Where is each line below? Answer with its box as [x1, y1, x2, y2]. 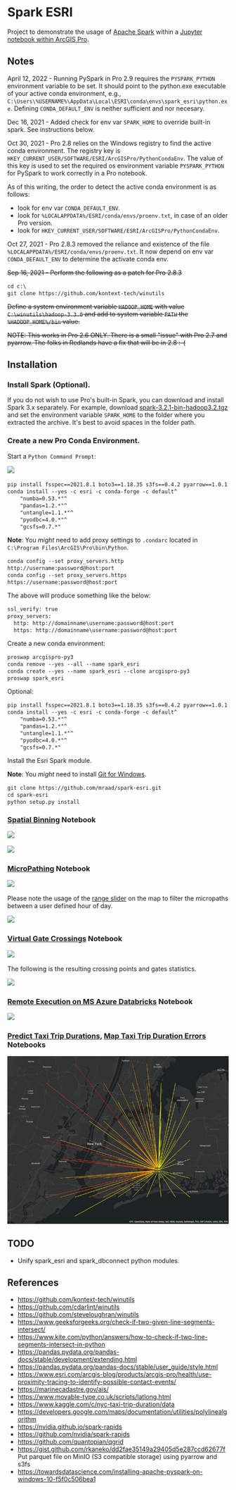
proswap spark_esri [7, 674, 65, 682]
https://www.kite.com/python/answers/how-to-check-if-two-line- [17, 1333, 209, 1341]
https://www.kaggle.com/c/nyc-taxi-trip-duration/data [17, 1400, 175, 1409]
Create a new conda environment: [7, 639, 105, 647]
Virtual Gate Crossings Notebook [7, 934, 123, 944]
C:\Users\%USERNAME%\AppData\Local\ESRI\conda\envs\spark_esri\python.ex [7, 98, 228, 105]
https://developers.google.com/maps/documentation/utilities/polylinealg [17, 1408, 228, 1416]
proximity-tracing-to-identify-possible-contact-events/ [17, 1378, 177, 1386]
